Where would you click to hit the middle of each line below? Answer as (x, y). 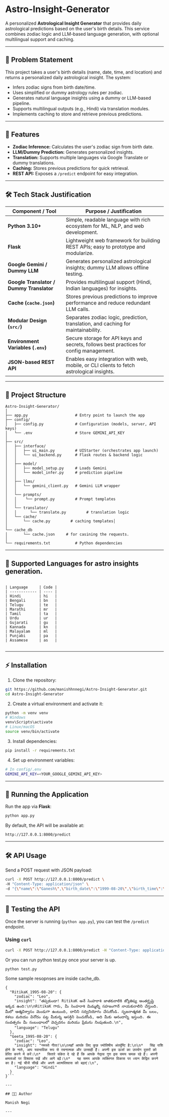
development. (82, 232)
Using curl (18, 940)
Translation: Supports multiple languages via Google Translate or (80, 157)
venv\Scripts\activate (29, 722)
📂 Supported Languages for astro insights (72, 563)
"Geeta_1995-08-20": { (33, 1036)
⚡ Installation (26, 666)
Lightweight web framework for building (113, 240)
